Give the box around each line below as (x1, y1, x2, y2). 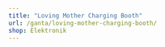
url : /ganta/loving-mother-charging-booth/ (8, 19, 158, 27)
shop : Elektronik (8, 26, 67, 34)
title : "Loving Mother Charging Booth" (8, 11, 143, 20)
